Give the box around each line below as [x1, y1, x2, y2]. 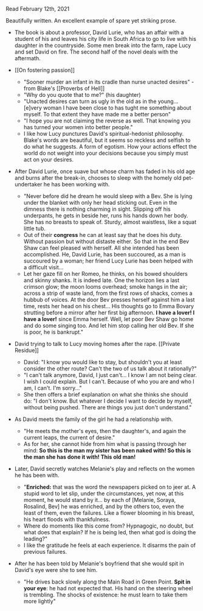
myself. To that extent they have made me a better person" [23, 111, 171, 118]
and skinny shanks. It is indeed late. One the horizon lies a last [23, 277, 180, 284]
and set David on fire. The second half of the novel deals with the [14, 48, 179, 55]
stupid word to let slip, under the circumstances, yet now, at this [23, 490, 184, 497]
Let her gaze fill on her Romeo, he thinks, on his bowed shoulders [23, 270, 188, 277]
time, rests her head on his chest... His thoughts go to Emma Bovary [23, 303, 194, 309]
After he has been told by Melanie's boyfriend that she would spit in [14, 560, 184, 567]
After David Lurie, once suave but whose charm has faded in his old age [14, 168, 196, 175]
